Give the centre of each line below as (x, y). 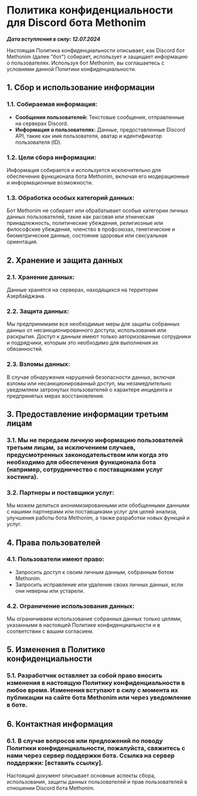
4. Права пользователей (54, 543)
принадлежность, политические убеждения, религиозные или (85, 223)
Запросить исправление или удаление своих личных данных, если (99, 585)
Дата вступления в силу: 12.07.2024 (53, 39)
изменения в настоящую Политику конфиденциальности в (96, 683)
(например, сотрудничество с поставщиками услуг (85, 469)
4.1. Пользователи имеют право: (55, 559)
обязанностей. (25, 349)
